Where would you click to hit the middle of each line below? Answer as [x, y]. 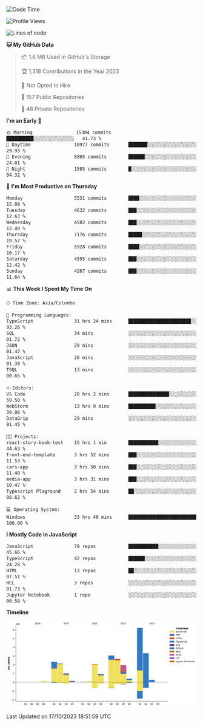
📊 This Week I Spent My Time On [49, 289]
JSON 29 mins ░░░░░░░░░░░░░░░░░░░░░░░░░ [101, 346]
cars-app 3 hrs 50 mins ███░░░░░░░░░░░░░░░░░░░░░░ [101, 467]
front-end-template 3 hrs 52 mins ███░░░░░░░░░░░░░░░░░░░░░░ [101, 455]
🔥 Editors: [20, 388]
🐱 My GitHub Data [30, 45]
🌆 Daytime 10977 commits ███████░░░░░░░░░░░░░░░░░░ [101, 145]
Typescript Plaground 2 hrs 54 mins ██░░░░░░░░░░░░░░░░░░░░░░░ [101, 491]
